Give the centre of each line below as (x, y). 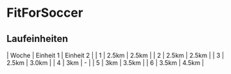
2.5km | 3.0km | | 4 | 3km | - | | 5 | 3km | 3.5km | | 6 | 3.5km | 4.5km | (105, 63)
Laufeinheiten (37, 39)
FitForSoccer (45, 13)
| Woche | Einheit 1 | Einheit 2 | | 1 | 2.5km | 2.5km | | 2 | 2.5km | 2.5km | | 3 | (115, 55)
